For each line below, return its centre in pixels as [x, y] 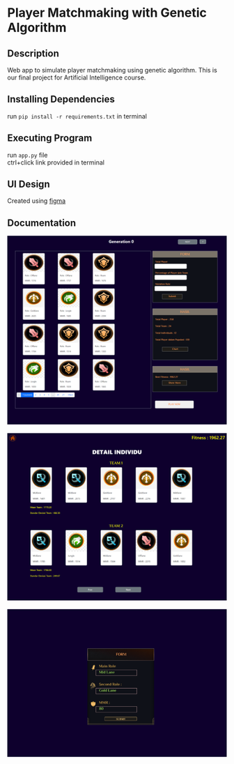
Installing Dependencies [61, 99]
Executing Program [50, 138]
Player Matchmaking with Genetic [107, 13]
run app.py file [28, 155]
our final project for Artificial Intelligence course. [77, 77]
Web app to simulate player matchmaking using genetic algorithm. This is [112, 70]
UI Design [29, 184]
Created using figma [37, 201]
